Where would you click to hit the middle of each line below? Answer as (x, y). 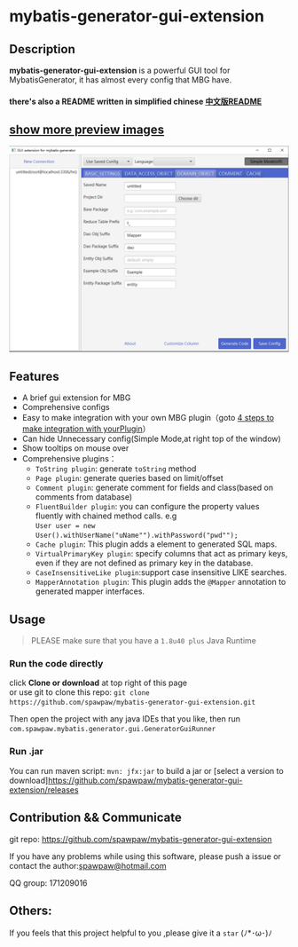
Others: (31, 910)
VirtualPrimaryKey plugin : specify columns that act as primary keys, (161, 554)
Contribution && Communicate (95, 818)
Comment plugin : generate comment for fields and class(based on (154, 488)
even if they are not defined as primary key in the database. (144, 563)
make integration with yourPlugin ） (86, 429)
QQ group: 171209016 (48, 883)
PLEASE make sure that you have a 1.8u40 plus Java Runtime (144, 641)
